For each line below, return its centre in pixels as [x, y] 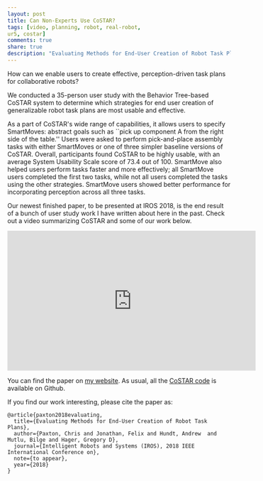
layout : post [27, 14]
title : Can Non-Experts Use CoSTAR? [61, 21]
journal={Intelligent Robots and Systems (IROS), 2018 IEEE [104, 446]
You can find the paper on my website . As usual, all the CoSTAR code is [112, 380]
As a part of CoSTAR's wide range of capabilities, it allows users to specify [116, 124]
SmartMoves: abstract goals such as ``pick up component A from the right [116, 131]
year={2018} [32, 465]
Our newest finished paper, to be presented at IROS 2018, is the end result [116, 205]
